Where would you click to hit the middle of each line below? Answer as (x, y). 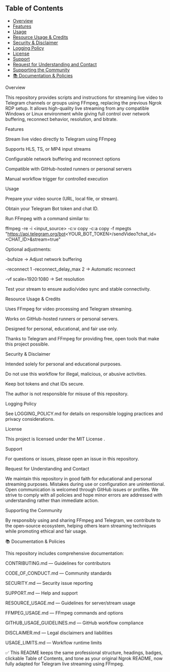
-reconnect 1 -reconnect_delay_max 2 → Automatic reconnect (70, 269)
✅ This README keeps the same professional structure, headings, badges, (84, 653)
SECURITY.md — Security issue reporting (49, 583)
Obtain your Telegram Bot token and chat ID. (52, 208)
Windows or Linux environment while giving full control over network (78, 114)
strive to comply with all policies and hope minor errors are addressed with (84, 495)
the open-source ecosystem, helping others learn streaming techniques (81, 525)
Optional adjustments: (28, 249)
